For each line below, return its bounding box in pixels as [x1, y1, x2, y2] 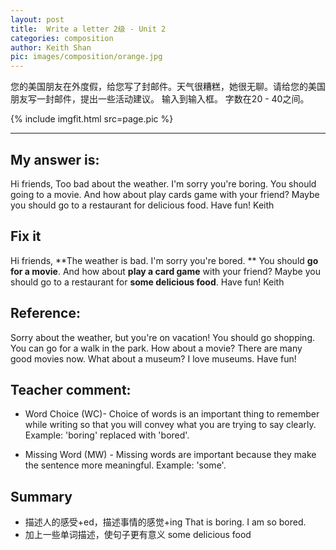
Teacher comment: [10, 381, 132, 398]
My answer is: [10, 151, 100, 168]
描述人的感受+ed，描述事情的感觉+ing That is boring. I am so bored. [24, 516, 307, 528]
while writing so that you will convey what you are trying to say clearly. [24, 419, 317, 431]
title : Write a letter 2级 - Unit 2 [10, 24, 167, 34]
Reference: [10, 305, 81, 322]
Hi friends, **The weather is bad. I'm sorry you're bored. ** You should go [10, 254, 319, 266]
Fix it [10, 228, 42, 245]
